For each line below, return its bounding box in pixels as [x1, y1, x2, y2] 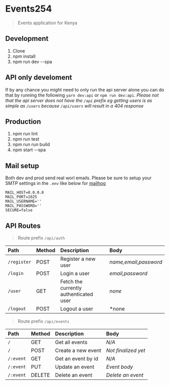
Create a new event [55, 347, 101, 354]
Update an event [55, 363, 95, 370]
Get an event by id [55, 355, 99, 362]
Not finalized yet [106, 347, 146, 354]
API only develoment [5, 73, 72, 82]
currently [60, 284, 82, 291]
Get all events [55, 339, 88, 346]
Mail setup [5, 161, 39, 170]
